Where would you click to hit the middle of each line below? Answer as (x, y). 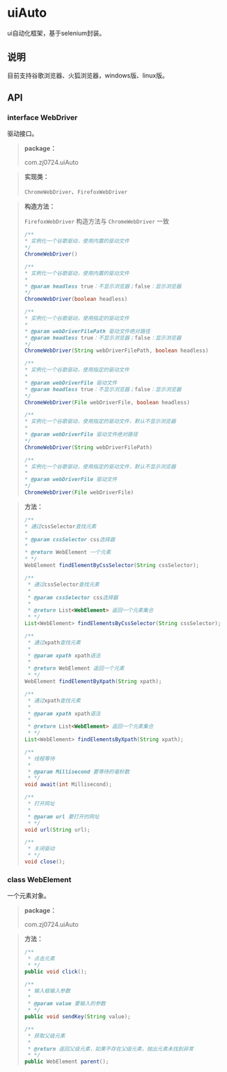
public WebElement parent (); (66, 1062)
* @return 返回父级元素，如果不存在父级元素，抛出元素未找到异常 (110, 1049)
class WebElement (39, 879)
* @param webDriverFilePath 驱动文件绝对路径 (87, 331)
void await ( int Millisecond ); (68, 785)
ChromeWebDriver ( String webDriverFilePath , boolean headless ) (116, 351)
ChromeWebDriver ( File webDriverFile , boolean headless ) (107, 402)
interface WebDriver (42, 118)
